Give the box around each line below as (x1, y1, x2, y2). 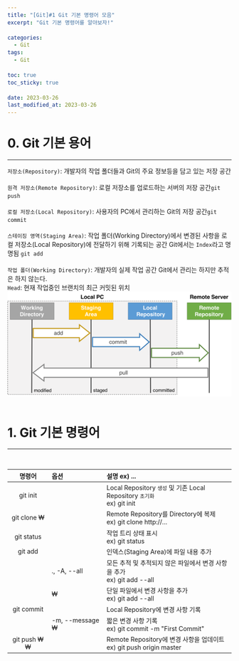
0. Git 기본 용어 (7, 135, 92, 152)
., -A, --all (51, 566, 83, 576)
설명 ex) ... (106, 472, 137, 480)
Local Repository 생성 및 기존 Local (106, 484, 206, 492)
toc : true (7, 71, 37, 78)
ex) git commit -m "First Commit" (106, 624, 205, 633)
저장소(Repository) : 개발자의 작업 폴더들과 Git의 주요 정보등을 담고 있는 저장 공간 (7, 167, 231, 176)
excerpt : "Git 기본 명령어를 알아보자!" (7, 18, 114, 26)
